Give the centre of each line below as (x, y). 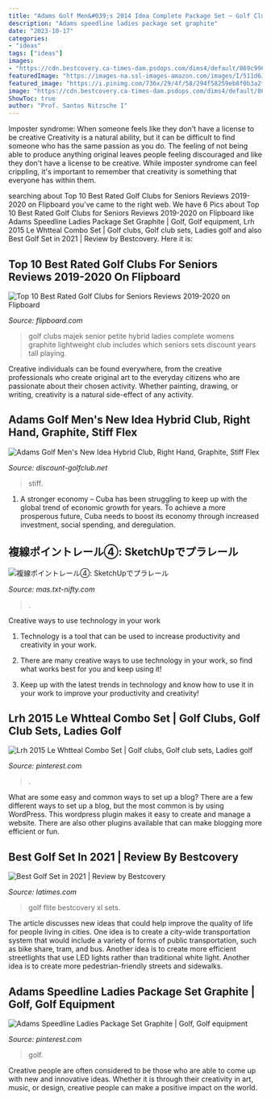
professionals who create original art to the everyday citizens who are (124, 377)
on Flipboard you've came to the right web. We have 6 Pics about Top (144, 205)
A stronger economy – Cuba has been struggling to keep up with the (133, 499)
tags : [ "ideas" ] (35, 53)
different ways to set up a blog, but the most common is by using (116, 806)
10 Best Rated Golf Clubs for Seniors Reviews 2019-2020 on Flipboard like (131, 213)
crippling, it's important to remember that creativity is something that (123, 172)
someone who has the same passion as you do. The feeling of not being (128, 146)
